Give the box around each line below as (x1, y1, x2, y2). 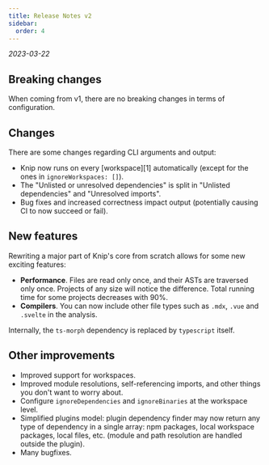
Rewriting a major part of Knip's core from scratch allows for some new (8, 251, 246, 260)
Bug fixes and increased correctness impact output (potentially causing (19, 197, 258, 207)
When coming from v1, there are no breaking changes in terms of (8, 94, 225, 104)
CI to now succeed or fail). (19, 206, 109, 215)
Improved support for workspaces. (19, 370, 136, 380)
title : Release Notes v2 (8, 11, 92, 20)
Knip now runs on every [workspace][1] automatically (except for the (19, 163, 249, 172)
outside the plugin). (19, 438, 85, 449)
